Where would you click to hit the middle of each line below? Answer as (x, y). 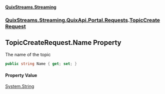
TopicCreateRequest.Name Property (63, 42)
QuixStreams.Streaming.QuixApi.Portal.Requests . (67, 20)
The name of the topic (28, 55)
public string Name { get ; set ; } (41, 64)
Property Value (21, 75)
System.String (20, 86)
